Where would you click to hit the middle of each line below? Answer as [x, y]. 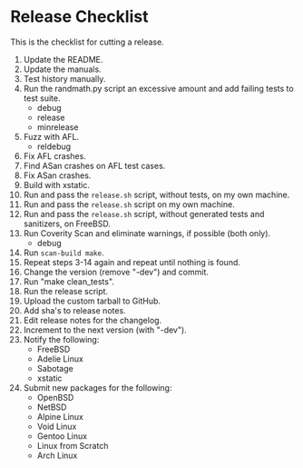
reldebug [54, 146]
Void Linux [57, 426]
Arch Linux [57, 455]
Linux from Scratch [73, 445]
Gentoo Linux [62, 436]
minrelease [58, 127]
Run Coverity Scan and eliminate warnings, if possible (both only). [147, 233]
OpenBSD [55, 397]
